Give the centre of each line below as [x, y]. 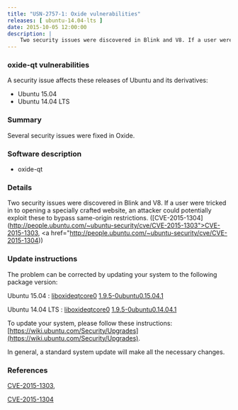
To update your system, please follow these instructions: [90, 323]
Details [20, 187]
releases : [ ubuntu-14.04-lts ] [55, 21]
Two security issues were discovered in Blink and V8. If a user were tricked [117, 203]
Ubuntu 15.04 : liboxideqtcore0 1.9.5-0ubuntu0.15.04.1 [86, 295]
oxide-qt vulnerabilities [49, 65]
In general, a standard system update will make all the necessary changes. [116, 352]
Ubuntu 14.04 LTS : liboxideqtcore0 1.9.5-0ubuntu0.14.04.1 [92, 309]
